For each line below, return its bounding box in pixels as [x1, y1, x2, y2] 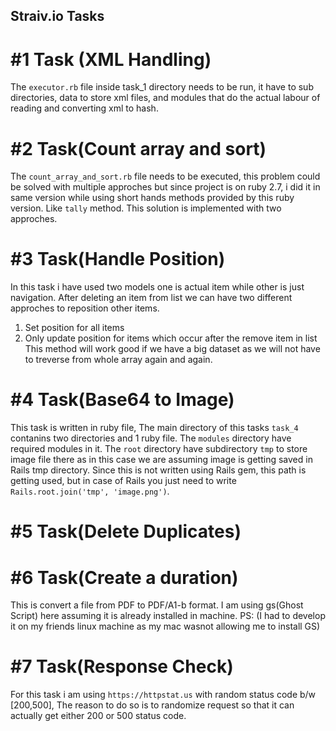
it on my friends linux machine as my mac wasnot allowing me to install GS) [10, 620, 321, 633]
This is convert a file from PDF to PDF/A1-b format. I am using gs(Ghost [10, 599, 304, 611]
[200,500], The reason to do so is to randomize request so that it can [10, 699, 295, 711]
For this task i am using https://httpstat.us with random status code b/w [10, 689, 317, 701]
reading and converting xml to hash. [10, 102, 159, 114]
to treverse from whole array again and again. [24, 354, 213, 366]
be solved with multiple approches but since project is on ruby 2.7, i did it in [10, 181, 321, 193]
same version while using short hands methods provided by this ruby [10, 192, 295, 204]
